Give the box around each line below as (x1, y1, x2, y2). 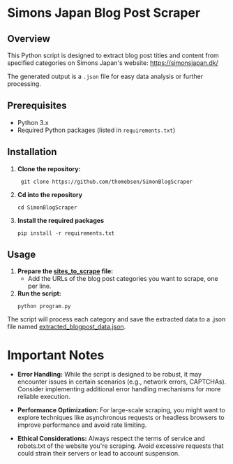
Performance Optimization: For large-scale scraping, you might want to (17, 406, 225, 414)
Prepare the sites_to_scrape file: (17, 267, 114, 275)
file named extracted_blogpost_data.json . (7, 323, 126, 331)
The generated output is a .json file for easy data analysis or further (7, 72, 204, 80)
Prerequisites (7, 100, 67, 112)
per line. (27, 282, 52, 291)
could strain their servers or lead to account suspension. (17, 449, 180, 458)
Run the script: (17, 289, 61, 298)
